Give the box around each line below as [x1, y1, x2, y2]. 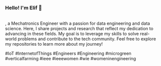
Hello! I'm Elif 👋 [5, 4, 42, 11]
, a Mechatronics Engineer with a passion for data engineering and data [5, 20, 150, 26]
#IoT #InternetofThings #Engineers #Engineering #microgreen [5, 50, 131, 56]
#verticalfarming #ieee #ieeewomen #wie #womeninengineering [5, 56, 136, 62]
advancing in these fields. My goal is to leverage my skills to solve [5, 31, 139, 37]
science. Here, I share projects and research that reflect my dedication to [5, 26, 154, 32]
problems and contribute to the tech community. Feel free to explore [17, 36, 156, 42]
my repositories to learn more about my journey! [5, 41, 103, 47]
